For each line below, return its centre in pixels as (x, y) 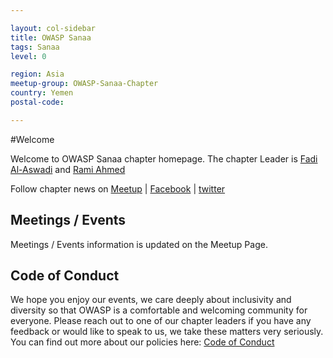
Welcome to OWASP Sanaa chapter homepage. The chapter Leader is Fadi (164, 158)
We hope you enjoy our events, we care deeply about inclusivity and (151, 300)
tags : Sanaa (35, 47)
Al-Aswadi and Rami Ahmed (68, 169)
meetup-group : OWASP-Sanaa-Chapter (84, 84)
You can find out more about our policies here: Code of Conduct (142, 342)
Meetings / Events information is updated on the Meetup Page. (139, 244)
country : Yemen (42, 93)
